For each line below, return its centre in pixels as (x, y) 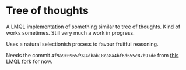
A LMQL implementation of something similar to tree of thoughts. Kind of (93, 27)
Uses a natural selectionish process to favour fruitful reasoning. (82, 44)
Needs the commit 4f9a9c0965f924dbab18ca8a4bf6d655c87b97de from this (92, 55)
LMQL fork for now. (29, 61)
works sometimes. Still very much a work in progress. (71, 32)
